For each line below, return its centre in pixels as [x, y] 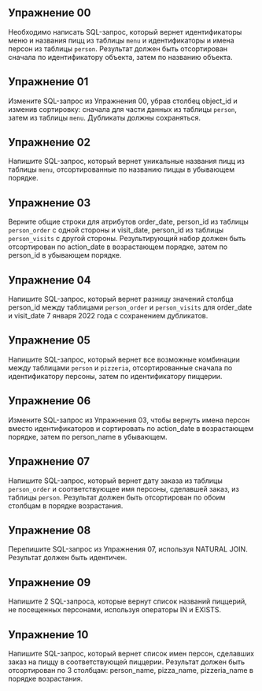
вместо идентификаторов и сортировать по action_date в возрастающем [131, 428]
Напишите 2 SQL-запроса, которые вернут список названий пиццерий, [128, 601]
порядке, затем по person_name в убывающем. [88, 437]
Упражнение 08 [50, 530]
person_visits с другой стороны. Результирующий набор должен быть [127, 239]
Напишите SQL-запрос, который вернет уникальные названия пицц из [127, 162]
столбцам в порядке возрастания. [66, 505]
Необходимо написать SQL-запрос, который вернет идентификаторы [125, 32]
